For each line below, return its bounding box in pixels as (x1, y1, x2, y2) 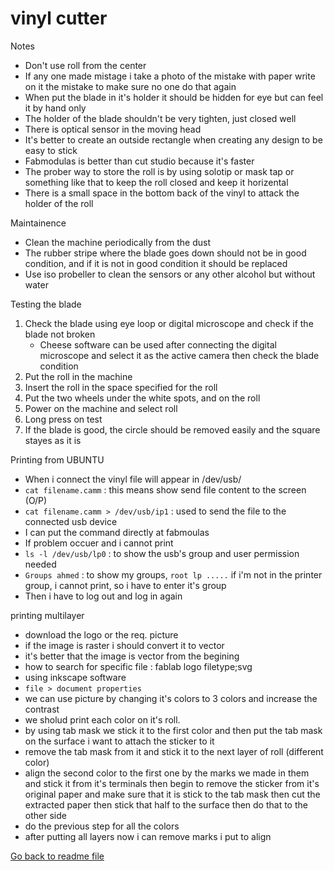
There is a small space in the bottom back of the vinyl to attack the (24, 187, 300, 199)
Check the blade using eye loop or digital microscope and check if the (24, 317, 314, 329)
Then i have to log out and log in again (24, 590, 183, 602)
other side (24, 809, 67, 821)
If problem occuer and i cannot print (24, 537, 174, 549)
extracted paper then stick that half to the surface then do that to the (24, 798, 308, 811)
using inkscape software (24, 671, 127, 683)
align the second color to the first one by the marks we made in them (24, 767, 310, 779)
